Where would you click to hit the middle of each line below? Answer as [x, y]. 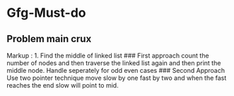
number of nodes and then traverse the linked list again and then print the [114, 63]
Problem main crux [49, 39]
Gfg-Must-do [46, 13]
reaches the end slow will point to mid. [63, 85]
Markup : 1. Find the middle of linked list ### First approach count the [108, 55]
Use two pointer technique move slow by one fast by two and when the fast [117, 78]
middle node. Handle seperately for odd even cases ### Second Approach [116, 70]
